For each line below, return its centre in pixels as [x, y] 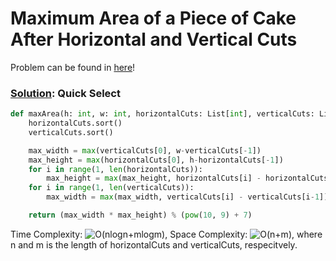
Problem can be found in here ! [73, 67]
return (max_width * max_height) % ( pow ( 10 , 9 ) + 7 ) [140, 215]
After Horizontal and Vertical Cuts [154, 39]
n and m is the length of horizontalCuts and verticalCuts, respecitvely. [154, 244]
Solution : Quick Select [65, 93]
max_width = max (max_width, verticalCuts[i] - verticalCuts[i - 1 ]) [187, 197]
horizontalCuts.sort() [75, 123]
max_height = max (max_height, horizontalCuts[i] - [154, 178]
